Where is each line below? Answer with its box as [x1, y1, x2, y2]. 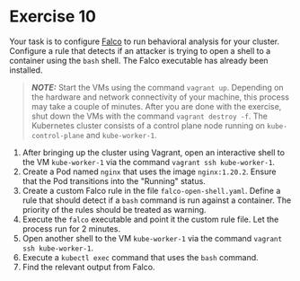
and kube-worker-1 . [85, 129, 157, 140]
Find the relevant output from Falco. [22, 261, 155, 272]
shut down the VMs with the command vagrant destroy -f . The [31, 110, 268, 121]
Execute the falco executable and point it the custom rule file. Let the [22, 214, 279, 224]
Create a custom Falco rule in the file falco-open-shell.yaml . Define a [22, 185, 281, 196]
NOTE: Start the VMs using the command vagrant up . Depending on [31, 82, 285, 92]
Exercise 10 [9, 6, 97, 27]
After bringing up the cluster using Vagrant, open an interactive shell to [22, 146, 286, 158]
